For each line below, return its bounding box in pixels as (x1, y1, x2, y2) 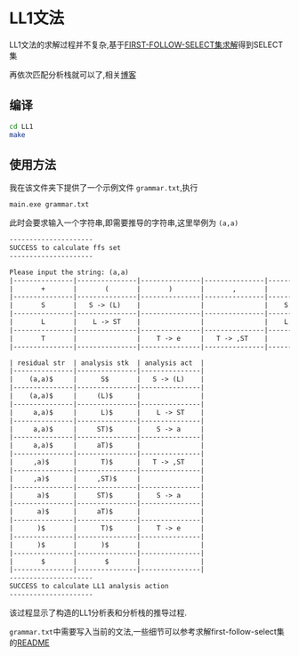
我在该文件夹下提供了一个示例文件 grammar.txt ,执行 (9, 182, 198, 193)
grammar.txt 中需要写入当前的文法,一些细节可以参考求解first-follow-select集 (9, 626, 285, 636)
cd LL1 (9, 122, 34, 131)
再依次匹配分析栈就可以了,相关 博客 (9, 69, 137, 80)
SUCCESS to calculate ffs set (9, 244, 122, 253)
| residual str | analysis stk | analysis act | (9, 358, 205, 368)
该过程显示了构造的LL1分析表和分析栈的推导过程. (9, 607, 187, 618)
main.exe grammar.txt (9, 200, 90, 209)
